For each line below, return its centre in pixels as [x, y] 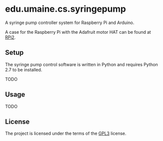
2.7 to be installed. [24, 70]
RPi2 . [10, 37]
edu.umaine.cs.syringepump [66, 9]
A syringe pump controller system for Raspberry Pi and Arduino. [70, 23]
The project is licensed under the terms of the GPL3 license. [66, 134]
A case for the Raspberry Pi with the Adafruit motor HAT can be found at [78, 32]
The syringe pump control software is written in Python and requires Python [81, 64]
